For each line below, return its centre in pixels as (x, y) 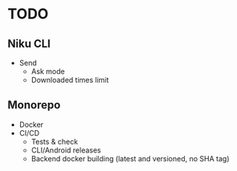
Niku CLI (29, 44)
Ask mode (48, 71)
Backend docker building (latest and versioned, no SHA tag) (130, 158)
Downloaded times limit (70, 80)
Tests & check (54, 141)
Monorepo (34, 105)
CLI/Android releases (66, 150)
